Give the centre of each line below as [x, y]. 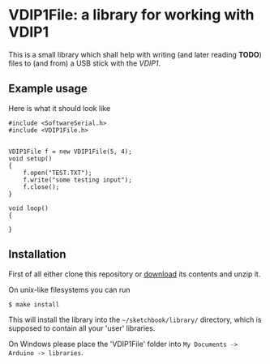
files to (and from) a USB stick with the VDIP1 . [84, 63]
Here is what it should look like [60, 108]
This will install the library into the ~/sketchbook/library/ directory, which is [135, 319]
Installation [37, 254]
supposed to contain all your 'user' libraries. [82, 328]
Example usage [48, 89]
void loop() [28, 208]
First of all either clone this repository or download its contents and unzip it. [135, 274]
